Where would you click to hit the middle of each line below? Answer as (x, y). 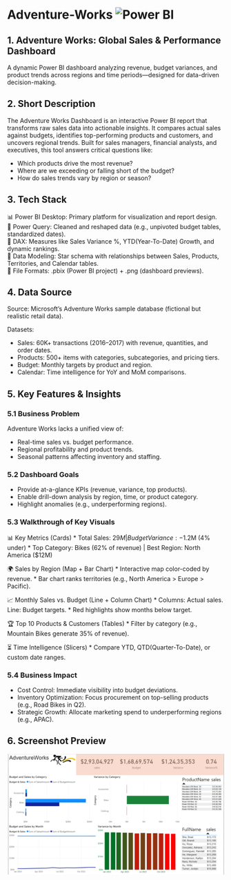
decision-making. (32, 82)
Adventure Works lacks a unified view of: (66, 429)
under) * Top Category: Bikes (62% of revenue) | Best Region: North (104, 547)
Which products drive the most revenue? (75, 163)
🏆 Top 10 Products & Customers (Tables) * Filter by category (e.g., (102, 623)
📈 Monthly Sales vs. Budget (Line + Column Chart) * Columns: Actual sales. (115, 600)
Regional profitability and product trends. (76, 449)
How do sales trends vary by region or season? (84, 178)
